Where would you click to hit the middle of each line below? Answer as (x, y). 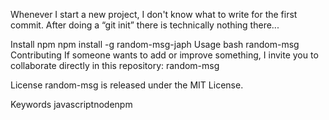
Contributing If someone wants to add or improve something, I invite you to (164, 55)
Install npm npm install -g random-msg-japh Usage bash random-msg (155, 44)
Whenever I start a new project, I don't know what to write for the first (154, 14)
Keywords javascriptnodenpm (71, 104)
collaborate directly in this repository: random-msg (115, 65)
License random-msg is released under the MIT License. (127, 85)
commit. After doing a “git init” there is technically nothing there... (145, 25)
